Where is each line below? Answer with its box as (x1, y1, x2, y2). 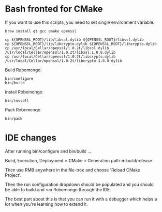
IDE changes (5, 132, 57, 143)
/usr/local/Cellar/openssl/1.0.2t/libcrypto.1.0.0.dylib (5, 58, 122, 63)
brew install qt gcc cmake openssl (5, 29, 77, 33)
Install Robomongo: (5, 89, 44, 95)
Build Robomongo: (5, 67, 42, 73)
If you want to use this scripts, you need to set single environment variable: (5, 19, 155, 25)
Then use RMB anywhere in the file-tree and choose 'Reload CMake (5, 167, 140, 173)
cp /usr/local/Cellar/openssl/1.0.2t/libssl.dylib (5, 45, 109, 50)
